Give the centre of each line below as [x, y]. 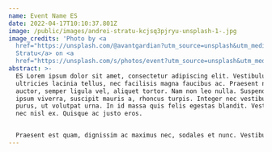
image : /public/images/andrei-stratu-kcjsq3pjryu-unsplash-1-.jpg [123, 31]
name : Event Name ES [43, 16]
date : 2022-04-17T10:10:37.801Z [63, 23]
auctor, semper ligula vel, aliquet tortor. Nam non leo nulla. [126, 91]
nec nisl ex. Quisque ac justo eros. [79, 114]
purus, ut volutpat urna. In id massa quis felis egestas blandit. [132, 106]
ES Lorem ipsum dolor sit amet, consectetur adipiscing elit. [123, 76]
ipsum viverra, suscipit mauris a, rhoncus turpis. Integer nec [126, 99]
